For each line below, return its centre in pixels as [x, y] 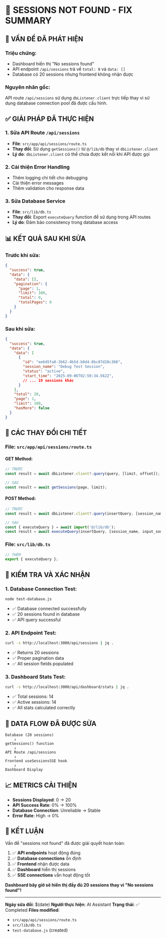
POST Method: [21, 498]
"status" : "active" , [44, 371]
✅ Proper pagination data [38, 658]
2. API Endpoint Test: [31, 632]
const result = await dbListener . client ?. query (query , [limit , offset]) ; [83, 474]
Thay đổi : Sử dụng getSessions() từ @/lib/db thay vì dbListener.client [85, 149]
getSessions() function [30, 744]
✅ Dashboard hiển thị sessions [44, 869]
